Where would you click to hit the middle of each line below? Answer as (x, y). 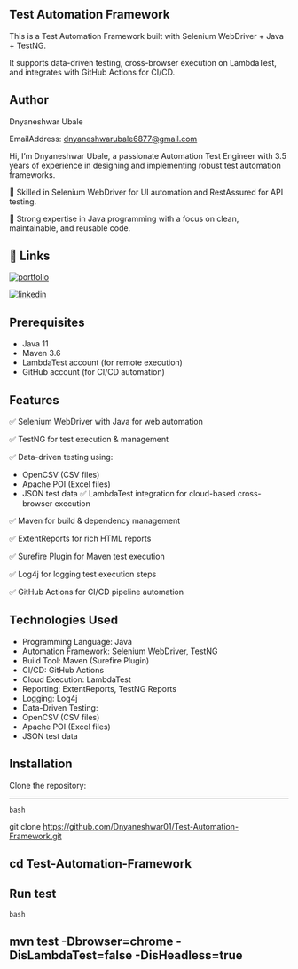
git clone (25, 826)
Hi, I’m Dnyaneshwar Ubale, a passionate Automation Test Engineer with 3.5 (148, 155)
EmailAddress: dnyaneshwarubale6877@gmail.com (103, 139)
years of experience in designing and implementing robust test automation (145, 165)
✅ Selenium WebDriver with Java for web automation (106, 422)
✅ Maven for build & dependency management (95, 521)
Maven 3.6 (41, 353)
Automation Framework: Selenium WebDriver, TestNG (120, 651)
